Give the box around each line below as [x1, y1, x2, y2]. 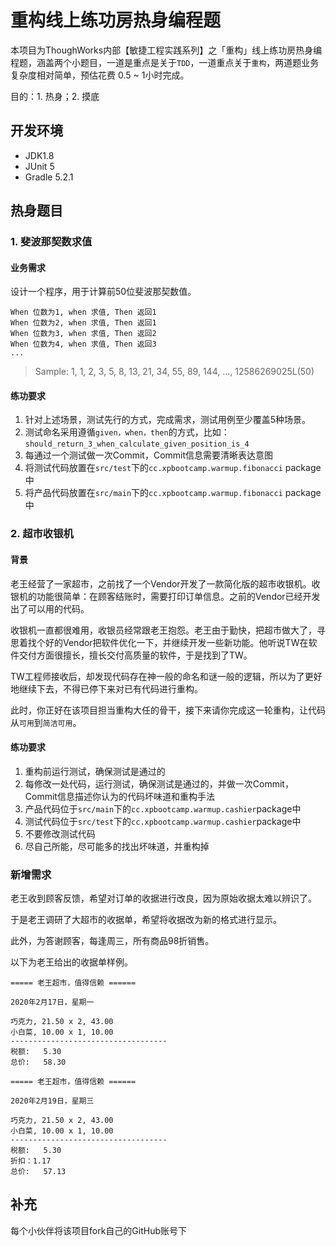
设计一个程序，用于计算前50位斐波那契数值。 [10, 286, 197, 298]
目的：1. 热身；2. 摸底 [10, 90, 100, 102]
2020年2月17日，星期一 [10, 997, 95, 1008]
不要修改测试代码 [24, 827, 96, 840]
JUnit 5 [24, 160, 55, 172]
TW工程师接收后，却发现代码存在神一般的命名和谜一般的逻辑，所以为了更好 [10, 670, 323, 682]
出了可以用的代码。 [10, 602, 90, 615]
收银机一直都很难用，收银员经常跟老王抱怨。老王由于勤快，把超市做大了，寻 [10, 624, 326, 636]
